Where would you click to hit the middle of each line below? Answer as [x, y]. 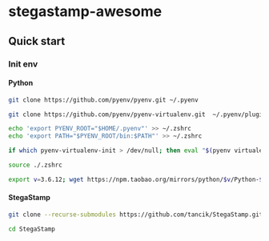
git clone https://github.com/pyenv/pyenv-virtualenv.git [107, 114]
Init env [23, 64]
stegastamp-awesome [85, 12]
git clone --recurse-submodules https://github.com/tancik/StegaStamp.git [136, 215]
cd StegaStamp [32, 229]
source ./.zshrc [35, 165]
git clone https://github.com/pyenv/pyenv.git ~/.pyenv [103, 100]
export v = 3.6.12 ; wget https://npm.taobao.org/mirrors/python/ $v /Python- [134, 179]
